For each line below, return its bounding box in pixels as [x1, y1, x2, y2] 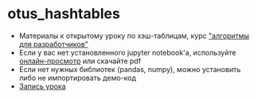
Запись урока [18, 81, 66, 91]
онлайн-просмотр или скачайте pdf [18, 56, 141, 66]
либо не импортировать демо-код [18, 73, 137, 82]
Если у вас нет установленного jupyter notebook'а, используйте [18, 48, 236, 57]
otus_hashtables [7, 5, 120, 23]
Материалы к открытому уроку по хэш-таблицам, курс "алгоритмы [18, 31, 250, 40]
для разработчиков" [18, 39, 88, 48]
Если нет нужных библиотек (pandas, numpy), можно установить [18, 64, 241, 74]
